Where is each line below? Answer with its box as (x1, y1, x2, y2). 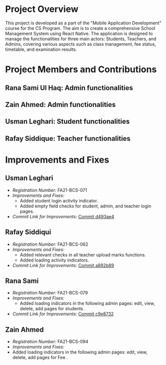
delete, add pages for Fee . (12, 355, 68, 361)
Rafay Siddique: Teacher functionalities (5, 134, 131, 143)
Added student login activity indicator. (19, 197, 98, 203)
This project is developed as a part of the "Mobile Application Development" (5, 20, 162, 26)
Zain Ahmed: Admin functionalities (5, 100, 116, 109)
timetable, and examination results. (5, 46, 77, 52)
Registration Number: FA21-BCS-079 (12, 290, 88, 296)
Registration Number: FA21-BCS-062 (12, 241, 89, 247)
